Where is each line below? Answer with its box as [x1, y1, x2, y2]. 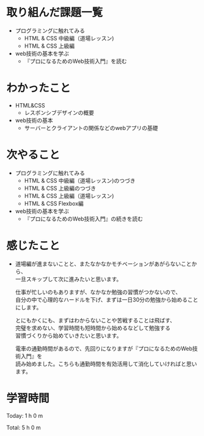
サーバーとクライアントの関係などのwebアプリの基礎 [24, 124, 158, 131]
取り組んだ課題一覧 [6, 5, 103, 20]
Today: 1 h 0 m [6, 412, 43, 419]
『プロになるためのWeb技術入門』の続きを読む [24, 215, 144, 222]
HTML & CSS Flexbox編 [24, 200, 84, 207]
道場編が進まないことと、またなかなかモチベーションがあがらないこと [15, 260, 192, 267]
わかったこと [6, 81, 71, 95]
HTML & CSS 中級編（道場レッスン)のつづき [24, 176, 136, 184]
